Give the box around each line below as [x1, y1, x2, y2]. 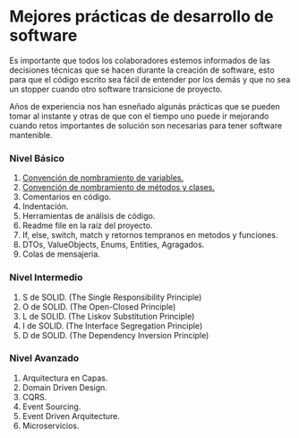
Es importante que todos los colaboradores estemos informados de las [9, 55, 270, 66]
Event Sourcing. [21, 401, 81, 412]
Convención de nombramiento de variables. [21, 172, 184, 183]
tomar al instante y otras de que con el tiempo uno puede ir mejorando [9, 110, 269, 121]
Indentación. [21, 201, 69, 212]
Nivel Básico [9, 152, 65, 164]
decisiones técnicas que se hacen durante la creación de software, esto [9, 65, 275, 75]
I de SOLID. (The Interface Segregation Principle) [21, 320, 203, 331]
